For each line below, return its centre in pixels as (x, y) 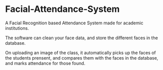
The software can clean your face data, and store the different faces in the (81, 38)
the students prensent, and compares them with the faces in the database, (82, 58)
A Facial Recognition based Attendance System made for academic (74, 23)
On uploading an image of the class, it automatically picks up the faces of (81, 53)
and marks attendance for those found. (45, 63)
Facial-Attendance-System (63, 9)
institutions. (17, 28)
